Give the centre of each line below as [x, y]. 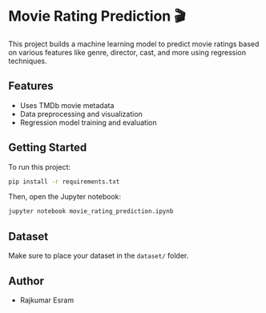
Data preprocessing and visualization [81, 114]
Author [26, 281]
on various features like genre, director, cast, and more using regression [127, 52]
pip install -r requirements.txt [64, 182]
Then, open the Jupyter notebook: [65, 197]
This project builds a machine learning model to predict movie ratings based [134, 44]
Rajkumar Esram [47, 300]
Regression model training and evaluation [88, 122]
